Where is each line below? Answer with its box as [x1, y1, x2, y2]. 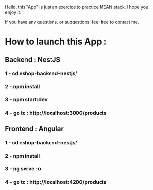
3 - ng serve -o [5, 166, 41, 172]
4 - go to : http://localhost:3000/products [5, 110, 107, 117]
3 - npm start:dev [5, 96, 48, 103]
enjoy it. [5, 9, 21, 15]
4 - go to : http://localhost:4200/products [5, 179, 107, 186]
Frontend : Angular [5, 124, 64, 133]
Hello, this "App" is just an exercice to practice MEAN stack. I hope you [5, 4, 149, 10]
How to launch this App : [5, 36, 107, 47]
